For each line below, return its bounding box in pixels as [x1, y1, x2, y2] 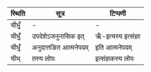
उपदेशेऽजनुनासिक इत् [31, 32, 85, 40]
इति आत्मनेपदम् [95, 43, 132, 52]
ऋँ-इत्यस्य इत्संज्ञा [95, 32, 141, 40]
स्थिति [10, 9, 25, 18]
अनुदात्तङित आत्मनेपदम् [31, 43, 89, 52]
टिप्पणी [109, 9, 126, 18]
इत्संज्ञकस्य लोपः [95, 54, 135, 63]
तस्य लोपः [31, 54, 56, 63]
